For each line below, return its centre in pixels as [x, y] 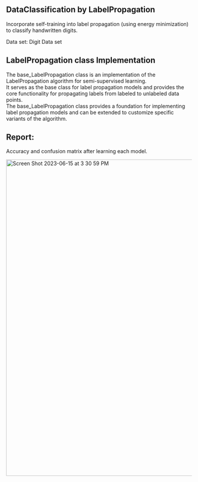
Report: [20, 138]
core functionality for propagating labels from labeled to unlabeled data [93, 93]
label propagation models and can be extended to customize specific [90, 112]
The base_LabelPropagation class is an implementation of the [81, 75]
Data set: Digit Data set [34, 41]
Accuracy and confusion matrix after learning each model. [77, 151]
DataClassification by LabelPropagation [81, 10]
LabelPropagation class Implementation [81, 61]
